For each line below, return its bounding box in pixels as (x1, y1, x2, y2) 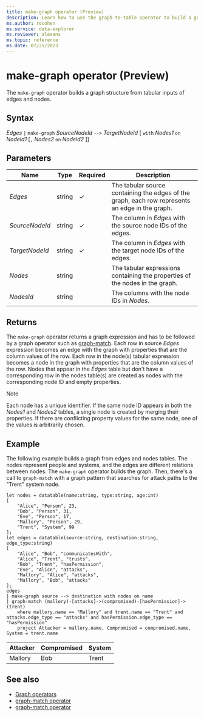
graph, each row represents (111, 197, 191, 205)
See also (6, 675, 39, 685)
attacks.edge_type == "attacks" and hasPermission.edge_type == (6, 614, 172, 621)
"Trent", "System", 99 (17, 524, 75, 531)
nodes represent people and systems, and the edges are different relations (6, 462, 194, 469)
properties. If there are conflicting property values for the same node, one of (6, 415, 198, 422)
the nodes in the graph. (111, 279, 178, 288)
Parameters (6, 153, 52, 164)
